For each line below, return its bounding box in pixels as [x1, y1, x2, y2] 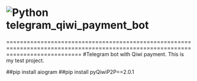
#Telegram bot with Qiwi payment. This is [82, 50, 185, 57]
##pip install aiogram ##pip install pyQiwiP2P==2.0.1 [6, 68, 134, 75]
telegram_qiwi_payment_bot [6, 18, 149, 32]
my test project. [6, 57, 44, 64]
